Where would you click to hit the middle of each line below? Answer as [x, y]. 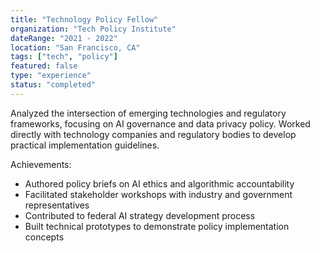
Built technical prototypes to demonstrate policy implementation [157, 226]
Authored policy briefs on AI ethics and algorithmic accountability [159, 183]
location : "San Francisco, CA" [75, 47]
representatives [57, 205]
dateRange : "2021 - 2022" [64, 38]
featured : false [44, 66]
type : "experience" [51, 76]
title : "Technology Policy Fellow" [84, 19]
